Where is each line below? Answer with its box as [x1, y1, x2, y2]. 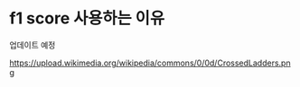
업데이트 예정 [9, 39, 56, 50]
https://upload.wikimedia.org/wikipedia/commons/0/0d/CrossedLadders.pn [9, 57, 291, 68]
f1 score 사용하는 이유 [9, 8, 165, 29]
